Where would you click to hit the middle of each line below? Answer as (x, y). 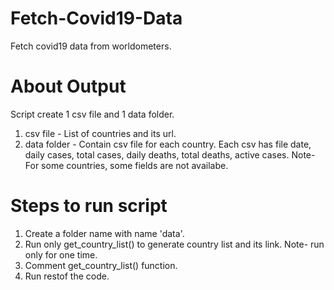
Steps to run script (89, 206)
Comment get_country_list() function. (101, 265)
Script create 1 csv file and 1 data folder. (92, 114)
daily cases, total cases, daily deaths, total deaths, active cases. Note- (170, 154)
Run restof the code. (67, 276)
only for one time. (61, 254)
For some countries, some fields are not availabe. (126, 165)
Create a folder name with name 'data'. (104, 233)
